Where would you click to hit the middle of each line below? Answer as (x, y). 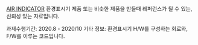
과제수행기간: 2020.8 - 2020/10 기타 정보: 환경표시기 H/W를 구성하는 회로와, (97, 29)
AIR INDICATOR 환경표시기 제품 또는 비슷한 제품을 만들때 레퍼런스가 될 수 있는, (99, 9)
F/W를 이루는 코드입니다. (36, 36)
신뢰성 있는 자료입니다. (33, 16)
